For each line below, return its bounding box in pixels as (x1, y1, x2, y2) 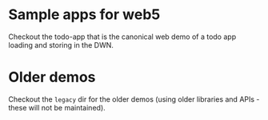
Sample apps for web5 (8, 6, 161, 24)
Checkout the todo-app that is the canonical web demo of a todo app (8, 32, 237, 41)
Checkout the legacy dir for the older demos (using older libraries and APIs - (8, 94, 260, 104)
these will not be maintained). (8, 103, 106, 112)
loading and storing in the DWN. (8, 40, 114, 49)
